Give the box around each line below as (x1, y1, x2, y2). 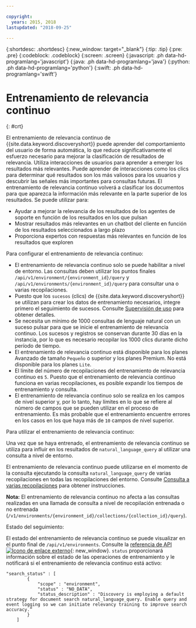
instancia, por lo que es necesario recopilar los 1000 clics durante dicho (14, 336, 188, 343)
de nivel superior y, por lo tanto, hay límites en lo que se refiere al (14, 399, 173, 406)
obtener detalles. (14, 311, 56, 318)
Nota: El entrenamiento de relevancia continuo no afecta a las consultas (6, 493, 180, 500)
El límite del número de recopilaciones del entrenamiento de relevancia (14, 367, 185, 375)
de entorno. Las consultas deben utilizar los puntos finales (14, 267, 156, 275)
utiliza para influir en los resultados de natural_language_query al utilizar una (6, 446, 191, 453)
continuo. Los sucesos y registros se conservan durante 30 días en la (14, 330, 183, 337)
